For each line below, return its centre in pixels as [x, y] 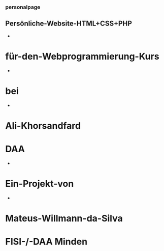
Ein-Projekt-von [40, 184]
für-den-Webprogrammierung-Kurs [82, 56]
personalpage [23, 7]
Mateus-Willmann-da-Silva [64, 218]
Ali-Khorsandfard [43, 125]
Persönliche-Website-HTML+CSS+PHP [69, 24]
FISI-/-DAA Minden [46, 242]
